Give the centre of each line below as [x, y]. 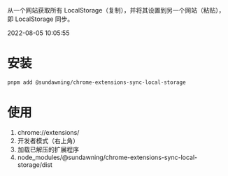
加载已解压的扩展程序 [48, 149]
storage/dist [35, 164]
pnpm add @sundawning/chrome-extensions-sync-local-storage [97, 82]
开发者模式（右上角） [48, 140]
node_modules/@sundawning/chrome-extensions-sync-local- [107, 157]
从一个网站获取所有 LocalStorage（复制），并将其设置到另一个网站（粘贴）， [116, 10]
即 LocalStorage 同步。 [41, 19]
